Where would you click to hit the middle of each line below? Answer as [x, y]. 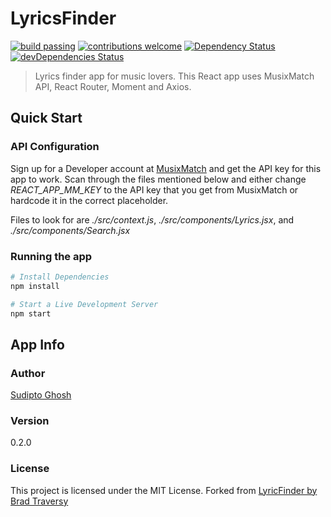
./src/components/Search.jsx [70, 230]
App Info [37, 344]
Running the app [51, 256]
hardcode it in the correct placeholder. [89, 200]
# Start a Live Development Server [84, 304]
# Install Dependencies [60, 277]
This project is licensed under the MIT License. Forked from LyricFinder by [164, 490]
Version [30, 421]
